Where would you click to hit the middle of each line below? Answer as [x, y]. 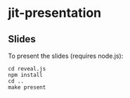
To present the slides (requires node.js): [66, 56]
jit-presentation [54, 13]
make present [27, 87]
